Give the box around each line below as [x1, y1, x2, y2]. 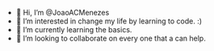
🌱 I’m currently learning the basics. [15, 25, 132, 34]
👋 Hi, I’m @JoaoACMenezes [15, 8, 110, 17]
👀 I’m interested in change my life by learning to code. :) [15, 16, 203, 26]
